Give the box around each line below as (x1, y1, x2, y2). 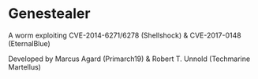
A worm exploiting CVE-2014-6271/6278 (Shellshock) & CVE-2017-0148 (8, 31, 242, 40)
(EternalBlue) (8, 38, 51, 48)
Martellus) (8, 62, 42, 71)
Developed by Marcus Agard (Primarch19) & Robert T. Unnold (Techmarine (8, 54, 251, 63)
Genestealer (8, 5, 91, 23)
